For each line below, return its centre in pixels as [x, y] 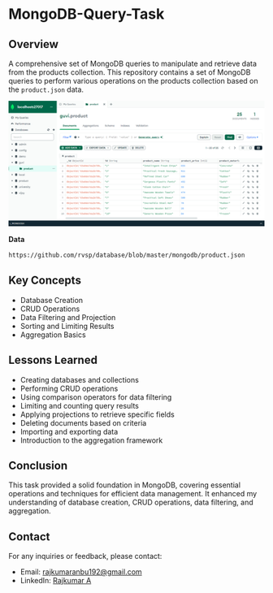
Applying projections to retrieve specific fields [97, 414]
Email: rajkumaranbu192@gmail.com [81, 572]
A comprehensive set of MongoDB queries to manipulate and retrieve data [133, 63]
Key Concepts [45, 281]
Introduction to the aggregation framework [91, 440]
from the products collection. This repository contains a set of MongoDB [130, 72]
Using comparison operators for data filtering [96, 397]
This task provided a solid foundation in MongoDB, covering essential [125, 485]
